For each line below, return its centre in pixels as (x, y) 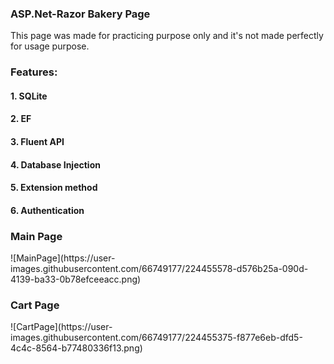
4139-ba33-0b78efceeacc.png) (76, 279)
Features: (34, 72)
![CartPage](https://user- (61, 327)
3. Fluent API (37, 141)
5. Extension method (54, 188)
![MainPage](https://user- (63, 258)
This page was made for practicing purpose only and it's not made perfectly (167, 36)
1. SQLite (29, 96)
